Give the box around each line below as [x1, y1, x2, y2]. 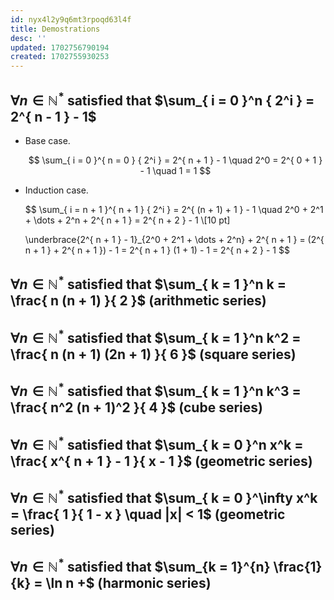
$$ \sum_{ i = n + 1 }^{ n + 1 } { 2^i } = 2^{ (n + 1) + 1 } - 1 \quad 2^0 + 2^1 [24, 203, 324, 215]
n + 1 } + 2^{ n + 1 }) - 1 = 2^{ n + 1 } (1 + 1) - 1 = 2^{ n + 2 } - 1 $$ [24, 244, 290, 256]
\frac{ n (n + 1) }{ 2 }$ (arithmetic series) [10, 292, 267, 310]
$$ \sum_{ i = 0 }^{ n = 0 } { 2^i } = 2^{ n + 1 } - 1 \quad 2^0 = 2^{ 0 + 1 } [28, 154, 323, 166]
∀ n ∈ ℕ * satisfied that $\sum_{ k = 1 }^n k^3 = [10, 380, 302, 400]
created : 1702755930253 [10, 52, 110, 62]
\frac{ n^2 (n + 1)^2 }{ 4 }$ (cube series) [10, 399, 263, 416]
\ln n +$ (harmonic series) [45, 575, 212, 592]
